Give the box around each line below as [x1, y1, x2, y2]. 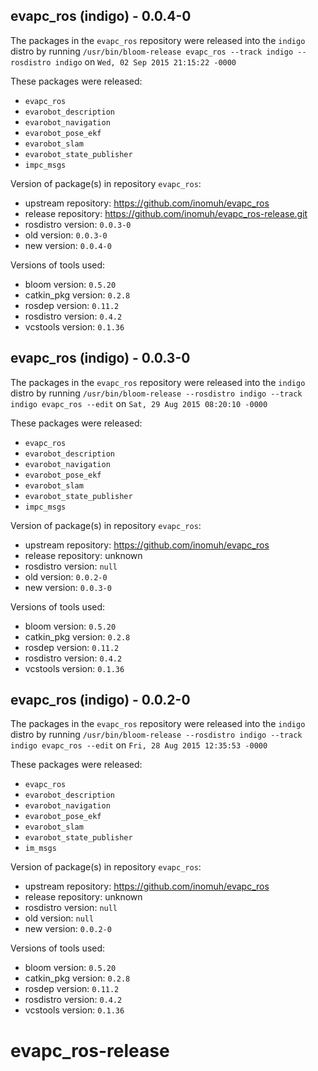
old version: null [24, 912, 95, 924]
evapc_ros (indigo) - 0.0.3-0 [10, 350, 191, 367]
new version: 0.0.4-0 [24, 239, 112, 251]
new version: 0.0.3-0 [24, 581, 112, 593]
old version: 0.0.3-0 [24, 229, 108, 241]
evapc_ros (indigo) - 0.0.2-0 [10, 692, 191, 709]
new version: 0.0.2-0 [24, 923, 112, 935]
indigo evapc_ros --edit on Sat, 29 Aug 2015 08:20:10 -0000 [10, 397, 268, 409]
